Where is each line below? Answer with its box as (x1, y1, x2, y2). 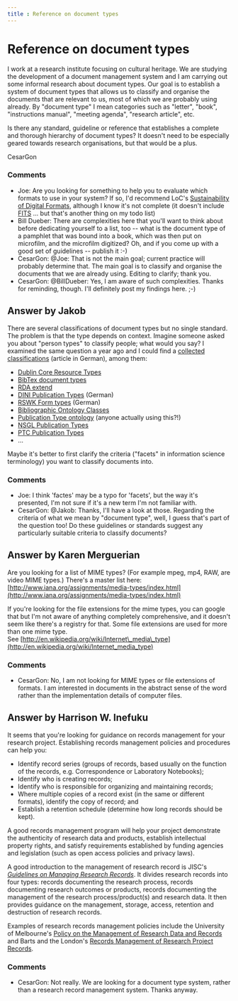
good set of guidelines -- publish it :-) (17, 247, 127, 255)
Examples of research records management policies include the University (7, 921, 225, 930)
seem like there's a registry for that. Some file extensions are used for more (7, 619, 228, 628)
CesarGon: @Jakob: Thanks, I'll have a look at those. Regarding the (17, 506, 215, 514)
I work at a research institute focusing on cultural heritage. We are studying (7, 65, 227, 73)
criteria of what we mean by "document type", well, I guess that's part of (17, 513, 230, 522)
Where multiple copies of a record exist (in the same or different (17, 789, 205, 798)
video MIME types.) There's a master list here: (7, 575, 142, 584)
